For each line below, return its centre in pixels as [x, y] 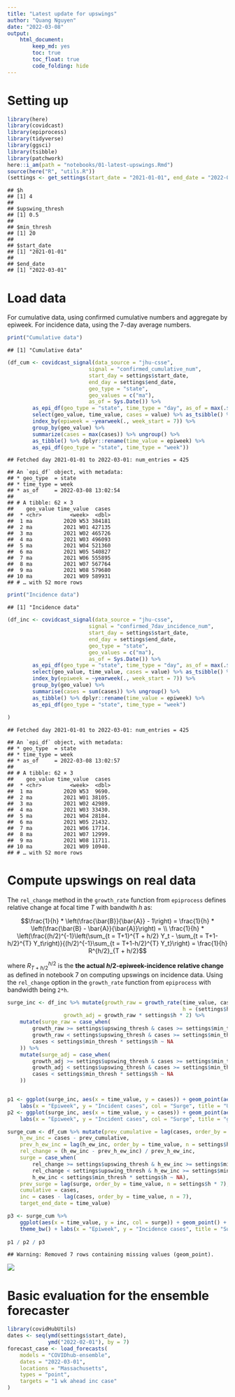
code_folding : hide [61, 66]
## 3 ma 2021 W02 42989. [59, 804]
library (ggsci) [29, 145]
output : [19, 33]
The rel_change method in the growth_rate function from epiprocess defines [117, 900]
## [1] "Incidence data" [43, 608]
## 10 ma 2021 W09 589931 [59, 577]
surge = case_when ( [48, 1158]
